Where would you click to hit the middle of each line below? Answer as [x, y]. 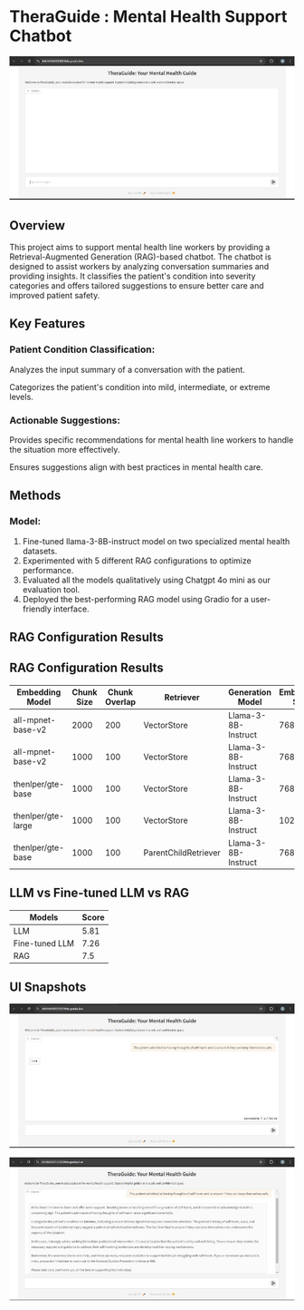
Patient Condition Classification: [82, 349]
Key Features [47, 324]
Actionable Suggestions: [65, 420]
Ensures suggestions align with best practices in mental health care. [137, 467]
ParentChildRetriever [182, 852]
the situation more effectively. [65, 449]
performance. [48, 570]
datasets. [40, 551]
